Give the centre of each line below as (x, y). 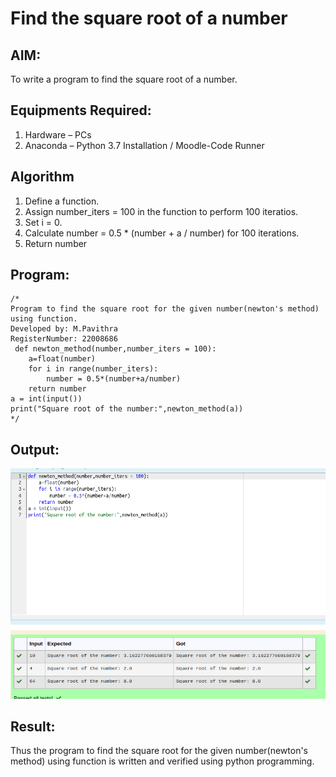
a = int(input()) (46, 399)
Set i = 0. (43, 222)
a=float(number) (62, 359)
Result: (33, 726)
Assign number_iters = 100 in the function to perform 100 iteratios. (161, 211)
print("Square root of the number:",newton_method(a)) (127, 409)
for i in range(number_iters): (93, 369)
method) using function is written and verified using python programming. (162, 761)
